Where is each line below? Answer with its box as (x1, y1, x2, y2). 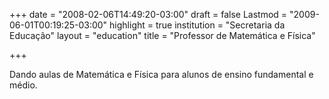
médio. (9, 79, 38, 91)
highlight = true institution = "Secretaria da (109, 19, 286, 31)
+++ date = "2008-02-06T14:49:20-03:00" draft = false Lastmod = (9, 9, 288, 20)
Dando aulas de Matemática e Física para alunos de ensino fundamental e (9, 69, 314, 80)
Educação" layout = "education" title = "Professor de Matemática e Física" (9, 30, 316, 41)
